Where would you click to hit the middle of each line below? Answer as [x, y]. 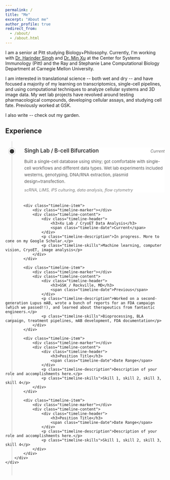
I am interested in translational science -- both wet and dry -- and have [79, 78]
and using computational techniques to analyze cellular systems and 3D [80, 89]
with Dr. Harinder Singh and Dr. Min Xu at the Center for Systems [73, 58]
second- [149, 298]
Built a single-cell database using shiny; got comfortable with [85, 161]
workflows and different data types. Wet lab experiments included [97, 168]
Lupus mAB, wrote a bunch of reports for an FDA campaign [93, 303]
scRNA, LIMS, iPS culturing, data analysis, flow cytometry [79, 190]
